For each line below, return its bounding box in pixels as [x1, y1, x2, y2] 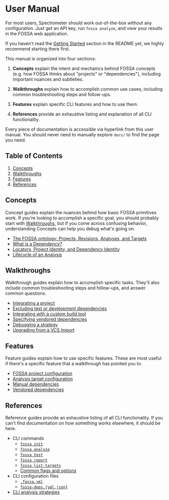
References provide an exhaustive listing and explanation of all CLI [12, 111, 152, 117]
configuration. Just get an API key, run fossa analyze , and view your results [5, 25, 162, 31]
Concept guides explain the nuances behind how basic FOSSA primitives [5, 209, 157, 215]
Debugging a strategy [12, 322, 58, 328]
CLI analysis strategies [12, 489, 60, 495]
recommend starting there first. [5, 46, 71, 52]
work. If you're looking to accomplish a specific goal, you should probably [5, 215, 159, 221]
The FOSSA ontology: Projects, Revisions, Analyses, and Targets [12, 235, 147, 241]
